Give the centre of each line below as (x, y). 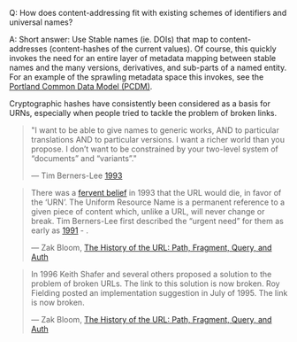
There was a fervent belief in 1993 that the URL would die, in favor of (156, 193)
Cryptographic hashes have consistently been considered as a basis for (140, 104)
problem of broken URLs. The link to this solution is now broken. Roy (155, 284)
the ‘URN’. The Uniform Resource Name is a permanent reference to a (158, 202)
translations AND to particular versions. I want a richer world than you (158, 140)
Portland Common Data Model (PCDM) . (81, 86)
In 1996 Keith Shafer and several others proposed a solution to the (151, 274)
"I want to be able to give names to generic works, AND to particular (155, 130)
